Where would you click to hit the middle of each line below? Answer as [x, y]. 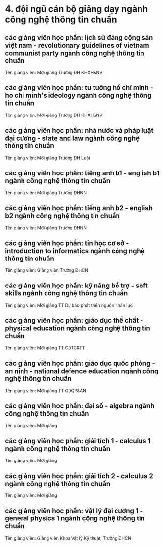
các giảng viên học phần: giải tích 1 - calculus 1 [78, 441]
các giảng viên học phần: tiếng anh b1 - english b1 [82, 173]
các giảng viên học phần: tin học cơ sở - [67, 243]
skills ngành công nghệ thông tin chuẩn [67, 293]
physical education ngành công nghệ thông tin [78, 329]
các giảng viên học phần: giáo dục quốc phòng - [80, 363]
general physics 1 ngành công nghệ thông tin [75, 519]
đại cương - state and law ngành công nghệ [72, 138]
